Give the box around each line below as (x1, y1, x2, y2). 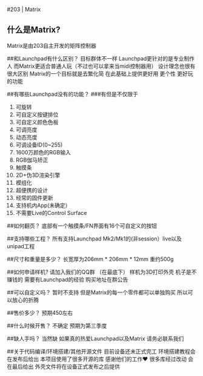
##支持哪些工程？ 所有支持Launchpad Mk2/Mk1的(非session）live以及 (7, 235, 182, 242)
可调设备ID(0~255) (15, 141, 63, 148)
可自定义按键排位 (15, 111, 59, 118)
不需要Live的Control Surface (15, 209, 87, 216)
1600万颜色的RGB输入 (15, 148, 72, 156)
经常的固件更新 (15, 194, 53, 201)
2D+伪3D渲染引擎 (15, 171, 61, 179)
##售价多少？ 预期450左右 (7, 309, 73, 316)
